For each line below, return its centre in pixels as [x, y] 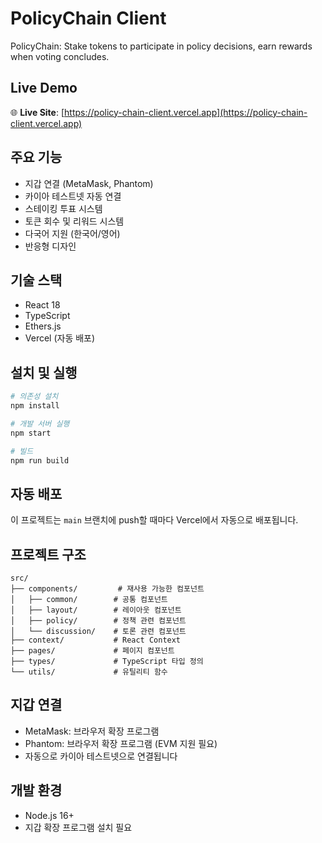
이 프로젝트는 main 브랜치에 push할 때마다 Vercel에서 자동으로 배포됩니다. [154, 520]
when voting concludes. [60, 56]
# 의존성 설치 [34, 397]
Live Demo [44, 88]
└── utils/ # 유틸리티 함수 [89, 672]
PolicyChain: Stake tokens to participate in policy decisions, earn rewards [161, 46]
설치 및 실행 [44, 372]
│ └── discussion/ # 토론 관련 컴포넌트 [98, 632]
